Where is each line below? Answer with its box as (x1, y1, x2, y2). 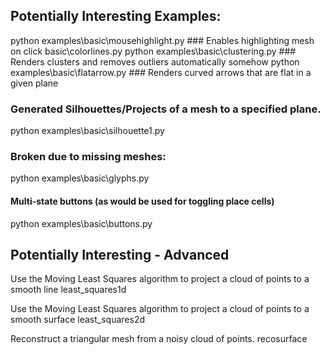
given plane (10, 77, 59, 89)
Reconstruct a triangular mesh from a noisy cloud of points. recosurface (10, 333, 308, 345)
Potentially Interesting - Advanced (10, 247, 230, 263)
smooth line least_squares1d (10, 284, 127, 296)
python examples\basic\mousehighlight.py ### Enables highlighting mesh (10, 34, 315, 46)
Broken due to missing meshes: (10, 150, 167, 164)
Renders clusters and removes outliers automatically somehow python (10, 55, 300, 68)
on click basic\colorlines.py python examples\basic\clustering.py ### (10, 45, 297, 57)
